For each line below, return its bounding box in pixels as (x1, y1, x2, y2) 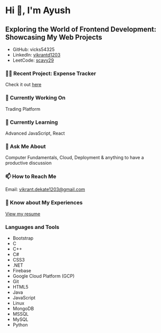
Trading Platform (5, 106, 41, 112)
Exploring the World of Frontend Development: (5, 25, 156, 34)
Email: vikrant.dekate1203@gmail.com (5, 186, 86, 193)
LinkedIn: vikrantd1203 (12, 52, 61, 58)
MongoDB (12, 305, 34, 312)
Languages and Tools (5, 223, 60, 230)
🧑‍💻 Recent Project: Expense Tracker (5, 70, 96, 77)
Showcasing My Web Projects (5, 33, 102, 41)
